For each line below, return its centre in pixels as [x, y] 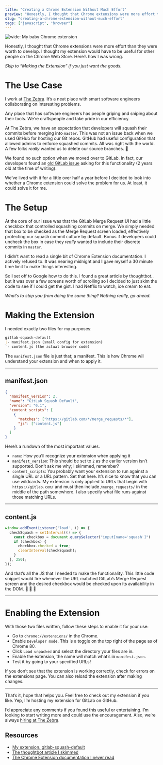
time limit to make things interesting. [41, 267]
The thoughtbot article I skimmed [45, 752]
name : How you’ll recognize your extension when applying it [71, 456]
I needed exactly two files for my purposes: [49, 329]
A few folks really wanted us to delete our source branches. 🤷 [67, 149]
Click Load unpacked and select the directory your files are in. [73, 651]
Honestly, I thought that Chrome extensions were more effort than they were [81, 46]
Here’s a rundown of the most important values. [53, 446]
